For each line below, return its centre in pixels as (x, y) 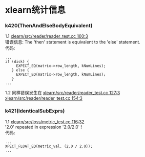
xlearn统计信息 (35, 10)
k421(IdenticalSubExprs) (35, 111)
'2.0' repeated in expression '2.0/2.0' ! (43, 127)
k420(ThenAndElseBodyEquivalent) (49, 26)
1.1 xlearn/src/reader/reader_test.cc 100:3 (47, 36)
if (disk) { (17, 62)
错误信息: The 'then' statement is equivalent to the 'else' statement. (73, 42)
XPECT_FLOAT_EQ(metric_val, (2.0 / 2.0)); (49, 146)
